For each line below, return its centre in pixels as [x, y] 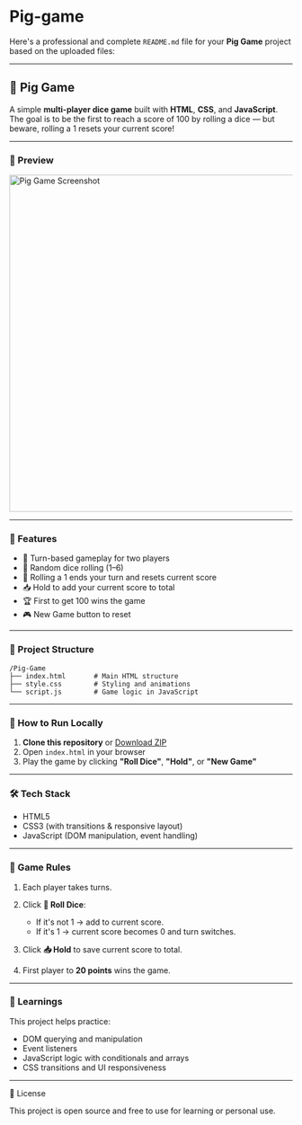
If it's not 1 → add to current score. [100, 922]
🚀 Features [33, 538]
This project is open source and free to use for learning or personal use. [142, 1111]
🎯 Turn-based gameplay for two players [96, 558]
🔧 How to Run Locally [56, 722]
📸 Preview [31, 160]
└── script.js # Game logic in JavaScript [104, 692]
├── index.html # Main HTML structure [94, 676]
